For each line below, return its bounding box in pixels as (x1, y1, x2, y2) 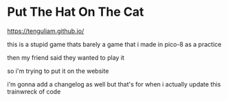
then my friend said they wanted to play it (7, 53, 125, 62)
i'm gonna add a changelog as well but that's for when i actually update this (7, 80, 221, 88)
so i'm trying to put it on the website (7, 67, 109, 75)
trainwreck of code (7, 87, 61, 96)
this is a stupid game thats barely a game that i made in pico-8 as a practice (7, 40, 222, 48)
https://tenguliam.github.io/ (7, 27, 84, 35)
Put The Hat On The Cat (7, 4, 144, 20)
